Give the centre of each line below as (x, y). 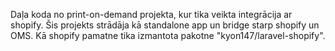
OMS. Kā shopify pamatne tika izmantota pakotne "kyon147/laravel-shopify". (168, 35)
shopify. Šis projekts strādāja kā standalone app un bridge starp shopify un (165, 25)
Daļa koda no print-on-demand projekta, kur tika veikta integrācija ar (151, 14)
